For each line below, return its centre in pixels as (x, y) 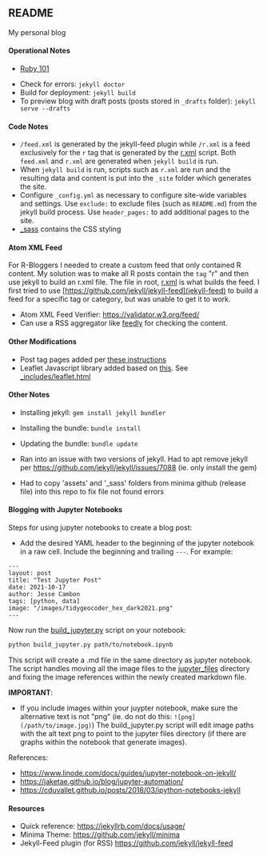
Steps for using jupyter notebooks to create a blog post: (100, 528)
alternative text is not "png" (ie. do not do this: (96, 716)
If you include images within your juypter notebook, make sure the (129, 708)
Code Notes (28, 126)
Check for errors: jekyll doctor (72, 84)
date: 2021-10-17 (37, 587)
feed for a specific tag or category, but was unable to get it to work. (120, 299)
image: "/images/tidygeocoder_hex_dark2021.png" (91, 608)
